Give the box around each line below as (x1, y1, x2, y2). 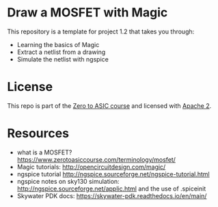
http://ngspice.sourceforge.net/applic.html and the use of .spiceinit (16, 184, 206, 193)
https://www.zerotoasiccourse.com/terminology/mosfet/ (16, 155, 176, 163)
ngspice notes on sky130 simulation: (16, 177, 120, 185)
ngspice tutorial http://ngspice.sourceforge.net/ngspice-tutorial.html (16, 169, 210, 178)
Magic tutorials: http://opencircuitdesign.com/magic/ (16, 163, 166, 171)
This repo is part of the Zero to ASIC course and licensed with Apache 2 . (7, 101, 212, 110)
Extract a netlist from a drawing (16, 48, 106, 56)
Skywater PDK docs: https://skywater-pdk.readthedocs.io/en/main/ (16, 191, 207, 199)
